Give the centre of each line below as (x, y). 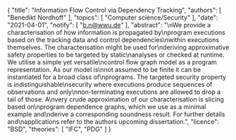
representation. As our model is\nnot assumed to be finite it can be (104, 70)
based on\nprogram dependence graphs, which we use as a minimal (107, 107)
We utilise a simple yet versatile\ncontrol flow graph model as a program (112, 62)
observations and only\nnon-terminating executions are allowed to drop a (114, 92)
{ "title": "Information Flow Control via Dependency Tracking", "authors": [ (114, 10)
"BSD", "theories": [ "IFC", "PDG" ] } (59, 129)
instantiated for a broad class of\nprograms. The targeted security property (117, 77)
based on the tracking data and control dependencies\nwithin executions (113, 40)
